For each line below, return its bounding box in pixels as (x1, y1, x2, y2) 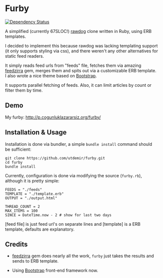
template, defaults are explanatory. (5, 226, 75, 232)
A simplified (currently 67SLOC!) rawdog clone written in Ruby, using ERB (5, 28, 152, 34)
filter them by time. (5, 87, 43, 93)
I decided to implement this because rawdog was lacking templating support (5, 43, 158, 48)
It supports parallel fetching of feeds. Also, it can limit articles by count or (5, 82, 152, 88)
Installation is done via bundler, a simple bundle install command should (5, 141, 152, 147)
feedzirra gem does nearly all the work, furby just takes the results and (12, 253, 154, 259)
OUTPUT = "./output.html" (5, 196, 57, 201)
